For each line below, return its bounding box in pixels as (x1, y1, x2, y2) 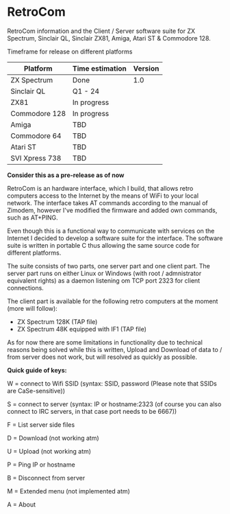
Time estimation (72, 63, 127, 73)
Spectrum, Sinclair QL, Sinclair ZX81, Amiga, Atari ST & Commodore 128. (7, 34, 211, 42)
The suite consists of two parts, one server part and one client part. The (7, 261, 210, 270)
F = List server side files (7, 420, 75, 429)
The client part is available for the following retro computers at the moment (7, 296, 218, 305)
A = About (7, 500, 36, 509)
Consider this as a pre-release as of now (7, 171, 125, 179)
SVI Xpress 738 (10, 153, 62, 163)
